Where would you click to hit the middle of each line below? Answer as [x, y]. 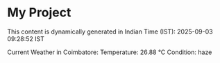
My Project [39, 13]
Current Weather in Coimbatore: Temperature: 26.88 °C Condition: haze [110, 52]
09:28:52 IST [26, 38]
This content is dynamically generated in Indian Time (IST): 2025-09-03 [110, 32]
